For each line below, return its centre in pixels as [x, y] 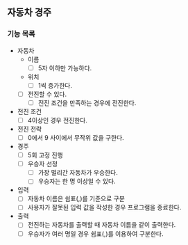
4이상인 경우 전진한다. [58, 120]
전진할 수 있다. [47, 94]
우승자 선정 [42, 164]
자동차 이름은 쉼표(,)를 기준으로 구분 [76, 199]
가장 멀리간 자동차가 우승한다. [78, 173]
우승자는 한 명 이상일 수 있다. [77, 181]
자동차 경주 [29, 13]
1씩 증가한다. [55, 85]
